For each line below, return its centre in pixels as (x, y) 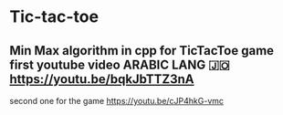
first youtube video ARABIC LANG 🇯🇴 (120, 64)
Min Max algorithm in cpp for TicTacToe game (142, 51)
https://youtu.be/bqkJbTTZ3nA (102, 79)
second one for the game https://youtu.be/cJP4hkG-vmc (117, 101)
